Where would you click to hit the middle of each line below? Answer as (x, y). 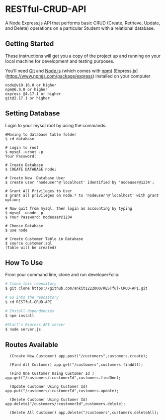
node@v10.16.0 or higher (31, 85)
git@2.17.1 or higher (28, 98)
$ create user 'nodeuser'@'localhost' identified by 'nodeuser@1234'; (80, 182)
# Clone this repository (31, 284)
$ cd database (20, 139)
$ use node (16, 230)
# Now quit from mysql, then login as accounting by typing (69, 208)
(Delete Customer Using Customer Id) (49, 400)
